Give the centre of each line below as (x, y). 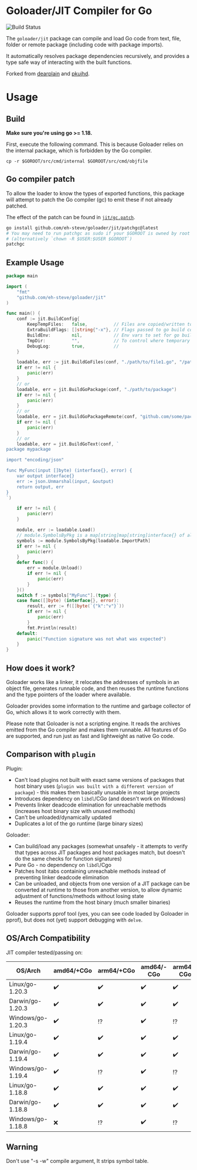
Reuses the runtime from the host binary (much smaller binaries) (92, 902)
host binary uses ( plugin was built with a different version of (94, 786)
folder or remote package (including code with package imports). (85, 45)
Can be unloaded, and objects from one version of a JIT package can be (102, 883)
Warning (22, 1147)
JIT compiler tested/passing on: (45, 952)
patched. (17, 206)
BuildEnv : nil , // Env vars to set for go (103, 335)
